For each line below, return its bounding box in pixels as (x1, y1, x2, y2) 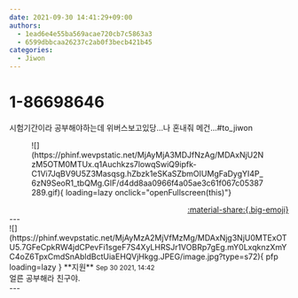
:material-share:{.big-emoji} (187, 204, 289, 215)
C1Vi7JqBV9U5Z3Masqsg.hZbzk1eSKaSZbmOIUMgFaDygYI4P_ (31, 168, 263, 179)
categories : (9, 46, 53, 55)
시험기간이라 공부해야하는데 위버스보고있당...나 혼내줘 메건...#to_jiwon (9, 122, 253, 133)
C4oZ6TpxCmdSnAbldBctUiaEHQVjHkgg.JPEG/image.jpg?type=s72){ (9, 251, 264, 262)
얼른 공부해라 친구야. (9, 272, 81, 283)
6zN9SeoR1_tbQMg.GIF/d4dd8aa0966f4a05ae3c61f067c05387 (31, 178, 263, 188)
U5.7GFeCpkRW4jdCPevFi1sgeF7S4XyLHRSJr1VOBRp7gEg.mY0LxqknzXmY (9, 241, 287, 252)
